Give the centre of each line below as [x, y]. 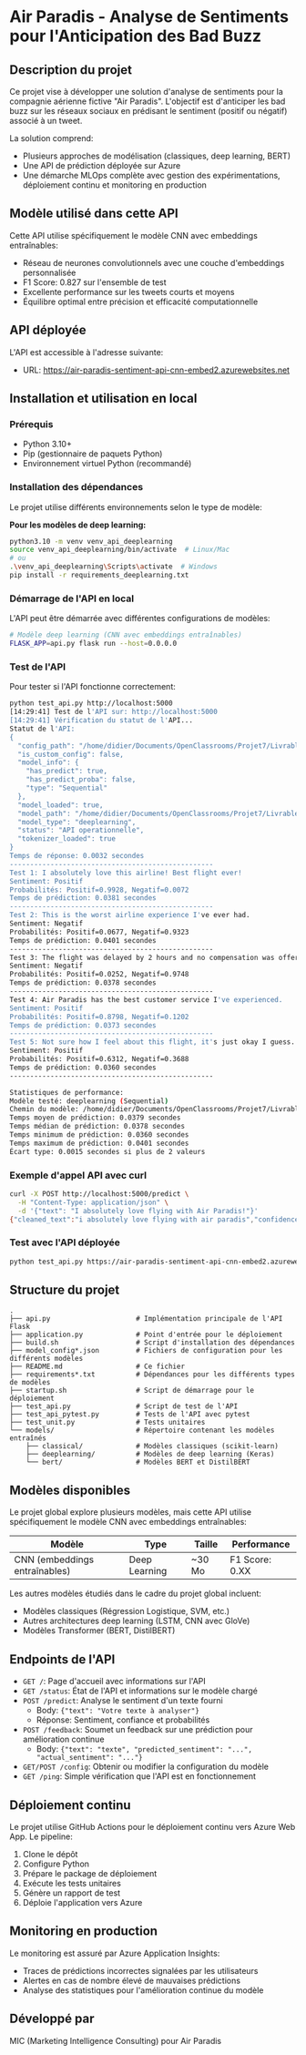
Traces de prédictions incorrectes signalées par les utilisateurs [140, 1970]
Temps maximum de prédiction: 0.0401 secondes [99, 1143]
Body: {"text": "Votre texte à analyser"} [118, 1711]
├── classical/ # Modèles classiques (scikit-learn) [153, 1447]
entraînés [28, 1438]
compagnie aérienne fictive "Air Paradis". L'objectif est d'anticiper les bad [148, 101]
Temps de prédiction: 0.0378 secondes [83, 983]
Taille [206, 1544]
